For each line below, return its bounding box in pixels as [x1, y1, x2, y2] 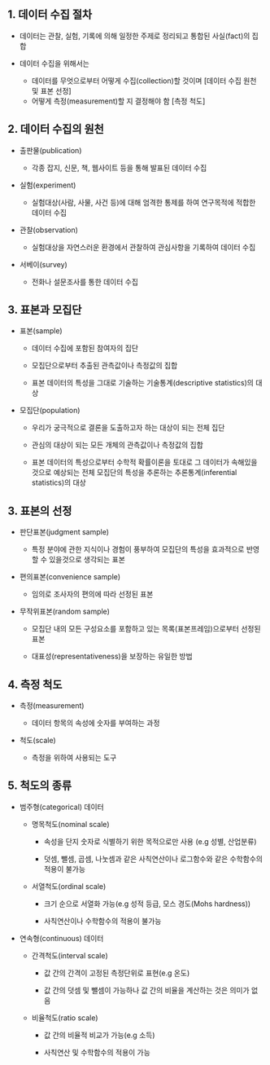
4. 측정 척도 [7, 677, 63, 691]
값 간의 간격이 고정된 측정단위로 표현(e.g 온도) [43, 968, 190, 978]
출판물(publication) [19, 145, 82, 155]
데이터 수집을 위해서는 [19, 58, 90, 68]
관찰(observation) [19, 225, 79, 235]
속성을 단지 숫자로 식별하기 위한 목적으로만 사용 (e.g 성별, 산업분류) [43, 836, 257, 846]
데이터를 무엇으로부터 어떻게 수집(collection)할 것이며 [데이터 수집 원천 [31, 76, 257, 86]
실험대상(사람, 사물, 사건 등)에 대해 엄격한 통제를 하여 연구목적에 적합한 [31, 197, 256, 207]
